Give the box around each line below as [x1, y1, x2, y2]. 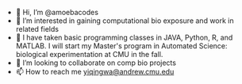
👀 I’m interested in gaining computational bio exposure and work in [15, 16, 234, 25]
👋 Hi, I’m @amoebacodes [15, 8, 99, 17]
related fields [15, 25, 60, 33]
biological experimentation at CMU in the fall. [15, 50, 163, 59]
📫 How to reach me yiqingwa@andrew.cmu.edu [15, 67, 175, 76]
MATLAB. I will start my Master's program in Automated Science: [15, 41, 228, 51]
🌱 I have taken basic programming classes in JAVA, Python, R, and [15, 32, 233, 42]
